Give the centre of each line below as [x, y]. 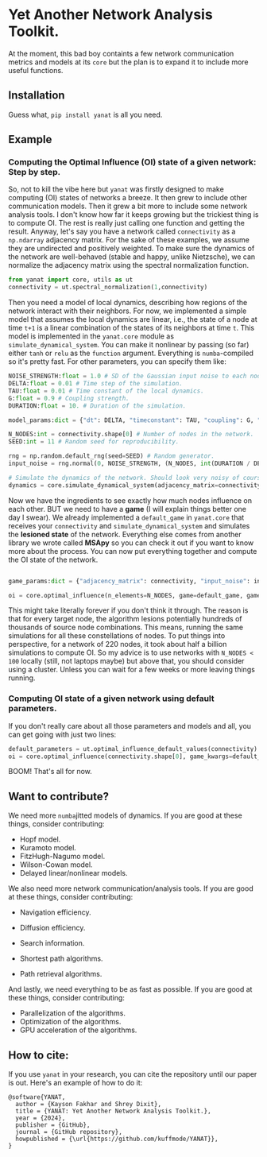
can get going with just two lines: [62, 734]
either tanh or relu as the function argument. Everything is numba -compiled [131, 353]
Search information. [52, 943]
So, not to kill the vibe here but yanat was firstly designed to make [116, 189]
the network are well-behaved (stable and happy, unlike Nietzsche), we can [132, 257]
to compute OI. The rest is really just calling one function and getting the [126, 223]
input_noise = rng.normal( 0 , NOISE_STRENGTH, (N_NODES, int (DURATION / [129, 464]
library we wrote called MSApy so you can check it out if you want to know [131, 543]
